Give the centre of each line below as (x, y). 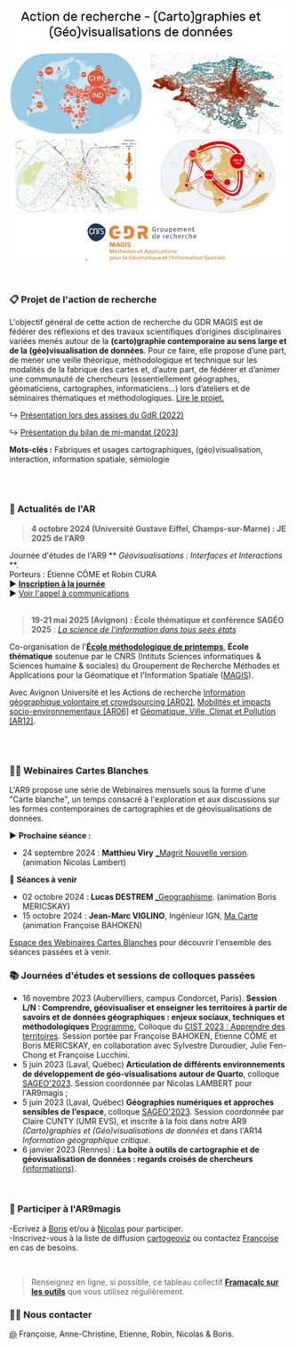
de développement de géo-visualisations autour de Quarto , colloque (151, 1074)
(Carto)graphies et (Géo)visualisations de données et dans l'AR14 (142, 1131)
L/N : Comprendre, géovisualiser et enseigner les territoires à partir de (154, 1008)
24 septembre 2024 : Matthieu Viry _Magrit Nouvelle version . (135, 853)
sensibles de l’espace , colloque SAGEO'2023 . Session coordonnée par (153, 1112)
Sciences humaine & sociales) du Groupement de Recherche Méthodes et (144, 666)
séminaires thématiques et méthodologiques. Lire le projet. (117, 398)
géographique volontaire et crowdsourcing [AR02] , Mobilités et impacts (140, 701)
